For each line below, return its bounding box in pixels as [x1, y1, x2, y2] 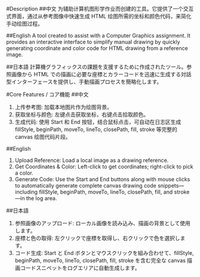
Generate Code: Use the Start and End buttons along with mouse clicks [14, 176, 190, 183]
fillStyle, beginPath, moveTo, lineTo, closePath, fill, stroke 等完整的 [14, 126, 178, 133]
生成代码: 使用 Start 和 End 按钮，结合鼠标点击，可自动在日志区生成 [14, 119, 181, 125]
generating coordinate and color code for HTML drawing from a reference [6, 45, 188, 52]
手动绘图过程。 [6, 20, 43, 27]
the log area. [26, 195, 57, 201]
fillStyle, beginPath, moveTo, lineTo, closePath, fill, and [38, 188, 173, 195]
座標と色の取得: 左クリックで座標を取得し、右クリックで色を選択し [14, 235, 180, 241]
